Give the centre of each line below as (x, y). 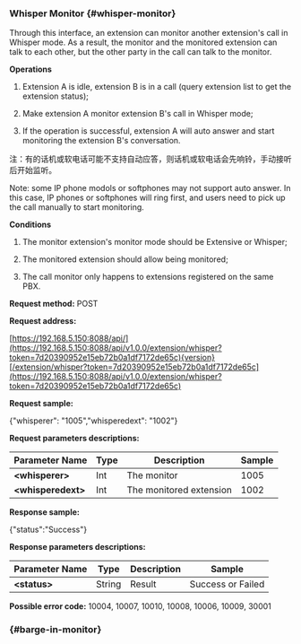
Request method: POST (54, 304)
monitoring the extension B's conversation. (101, 141)
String (108, 584)
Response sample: (45, 512)
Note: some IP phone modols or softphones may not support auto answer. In (150, 188)
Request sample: (41, 404)
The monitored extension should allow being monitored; (125, 259)
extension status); (56, 96)
